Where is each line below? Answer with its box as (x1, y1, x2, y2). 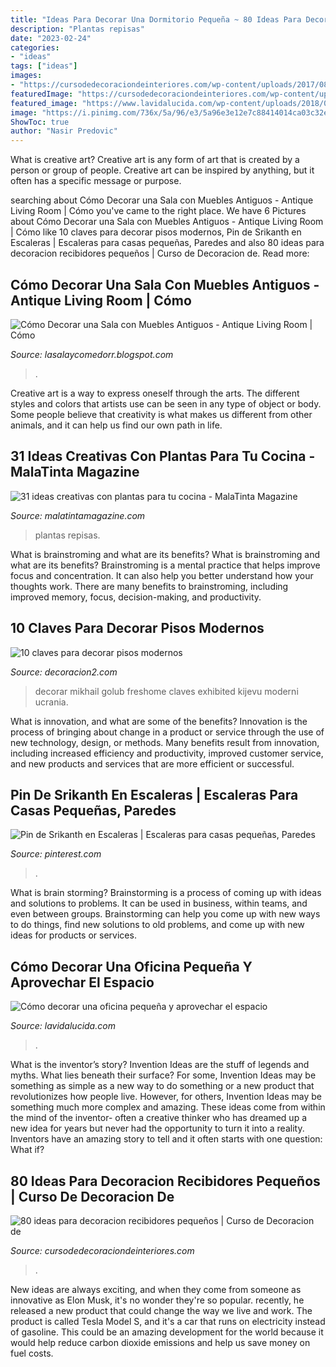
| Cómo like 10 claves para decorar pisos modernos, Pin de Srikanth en (10, 226, 302, 238)
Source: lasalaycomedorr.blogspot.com (10, 348, 174, 360)
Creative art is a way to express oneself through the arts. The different (10, 387, 300, 399)
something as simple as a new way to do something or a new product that (10, 1080, 315, 1092)
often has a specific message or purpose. (10, 175, 182, 187)
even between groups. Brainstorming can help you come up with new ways (10, 908, 321, 920)
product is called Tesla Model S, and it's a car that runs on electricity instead (10, 1316, 326, 1327)
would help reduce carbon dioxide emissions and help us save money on (10, 1337, 311, 1348)
